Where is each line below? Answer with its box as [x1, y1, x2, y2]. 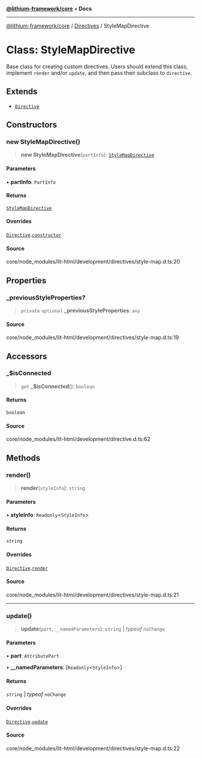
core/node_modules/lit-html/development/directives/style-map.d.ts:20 [6, 258, 181, 265]
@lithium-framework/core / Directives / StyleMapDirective [6, 22, 150, 29]
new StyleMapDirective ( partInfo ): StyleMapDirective [20, 151, 154, 158]
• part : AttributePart [6, 652, 60, 659]
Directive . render [6, 564, 48, 571]
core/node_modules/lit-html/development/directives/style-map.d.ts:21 [6, 591, 179, 598]
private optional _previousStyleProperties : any [20, 307, 141, 314]
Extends [6, 87, 38, 97]
